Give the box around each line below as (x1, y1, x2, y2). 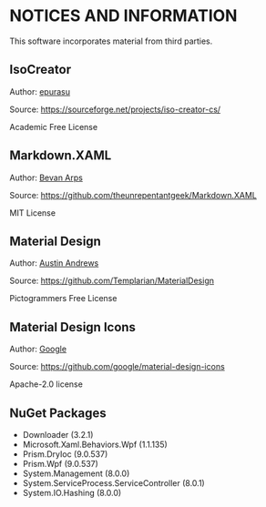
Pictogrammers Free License (9, 293, 118, 304)
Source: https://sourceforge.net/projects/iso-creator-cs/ (9, 104, 221, 115)
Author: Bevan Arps (9, 172, 84, 183)
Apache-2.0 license (9, 379, 84, 390)
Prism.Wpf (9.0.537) (22, 459, 98, 469)
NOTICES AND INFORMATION (9, 5, 238, 26)
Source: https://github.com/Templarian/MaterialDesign (9, 275, 215, 287)
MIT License (9, 207, 56, 218)
